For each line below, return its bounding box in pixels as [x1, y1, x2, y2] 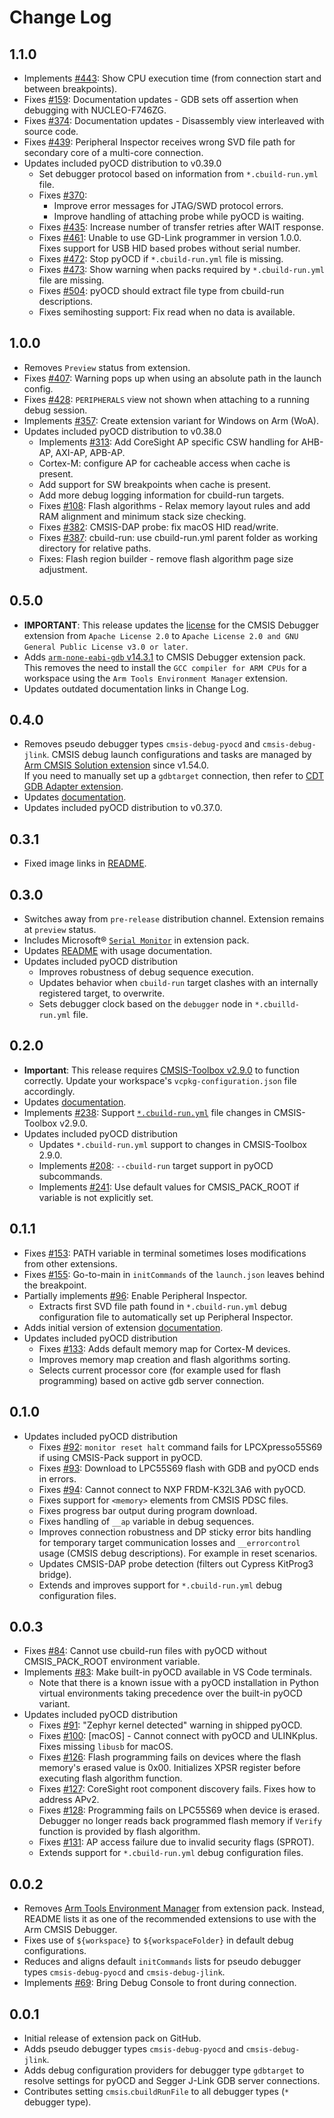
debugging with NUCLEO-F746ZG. [23, 104, 167, 116]
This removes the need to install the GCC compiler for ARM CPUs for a [23, 661, 307, 673]
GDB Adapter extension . [23, 781, 124, 793]
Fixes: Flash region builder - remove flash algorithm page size [38, 552, 294, 565]
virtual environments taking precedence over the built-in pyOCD [38, 1687, 303, 1700]
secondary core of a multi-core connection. [23, 147, 204, 158]
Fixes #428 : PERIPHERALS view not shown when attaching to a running [23, 393, 310, 405]
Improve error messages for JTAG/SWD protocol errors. [53, 200, 284, 211]
